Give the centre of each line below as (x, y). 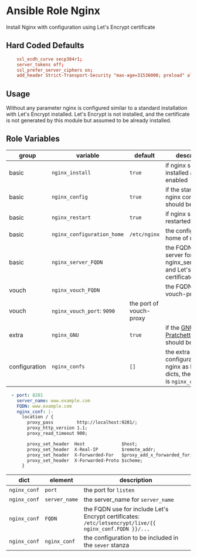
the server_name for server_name (129, 499)
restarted (178, 221)
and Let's (178, 270)
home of (177, 238)
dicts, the (178, 374)
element (61, 480)
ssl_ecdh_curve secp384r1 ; (50, 59)
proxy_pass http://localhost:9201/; (82, 422)
